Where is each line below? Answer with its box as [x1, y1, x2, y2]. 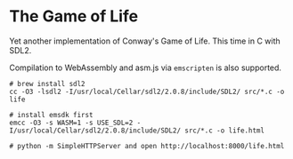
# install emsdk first [9, 110, 94, 119]
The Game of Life [9, 6, 139, 27]
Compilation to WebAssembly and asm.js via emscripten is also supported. [9, 62, 282, 73]
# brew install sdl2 [9, 79, 86, 88]
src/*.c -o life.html [183, 126, 265, 135]
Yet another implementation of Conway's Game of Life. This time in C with [9, 36, 281, 46]
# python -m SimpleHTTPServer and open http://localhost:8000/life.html [9, 141, 285, 150]
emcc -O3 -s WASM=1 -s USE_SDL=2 [9, 118, 134, 127]
